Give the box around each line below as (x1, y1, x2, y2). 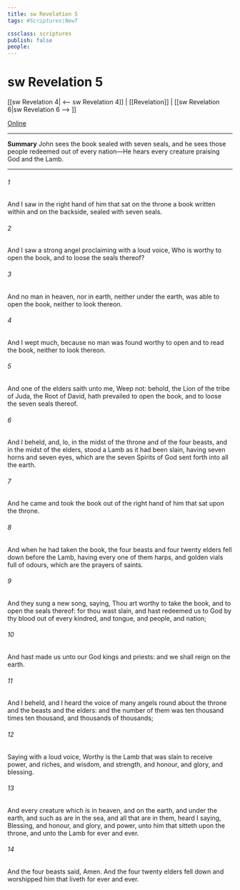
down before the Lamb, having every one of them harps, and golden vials (7, 553, 224, 561)
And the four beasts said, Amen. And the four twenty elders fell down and (7, 867, 224, 876)
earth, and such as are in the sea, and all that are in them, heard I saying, (7, 814, 221, 822)
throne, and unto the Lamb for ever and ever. (7, 829, 139, 837)
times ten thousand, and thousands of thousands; (7, 714, 154, 722)
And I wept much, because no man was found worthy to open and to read (7, 338, 224, 346)
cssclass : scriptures (7, 30, 72, 37)
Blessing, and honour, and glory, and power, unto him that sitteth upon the (7, 821, 225, 829)
